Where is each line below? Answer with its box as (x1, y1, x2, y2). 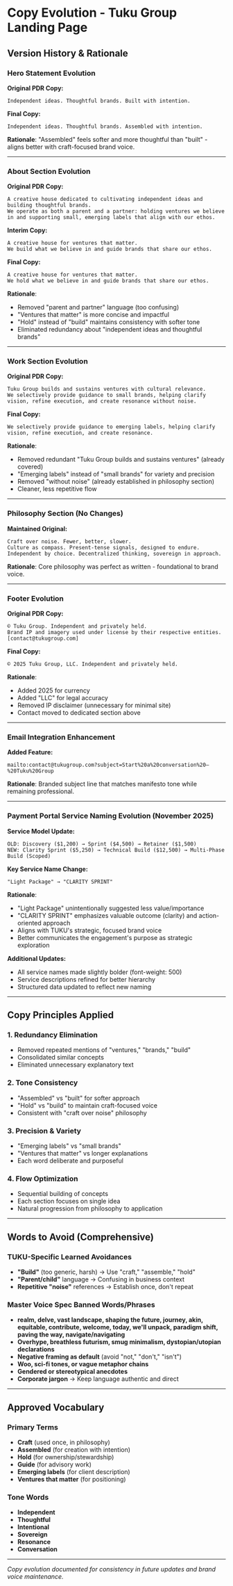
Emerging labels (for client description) (17, 1467, 130, 1475)
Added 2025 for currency (17, 686, 90, 695)
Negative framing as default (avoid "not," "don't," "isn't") (17, 1352, 182, 1361)
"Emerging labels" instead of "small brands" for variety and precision (17, 470, 215, 478)
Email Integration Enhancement (7, 732, 116, 742)
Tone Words (7, 1492, 49, 1502)
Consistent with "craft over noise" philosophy (17, 1108, 147, 1117)
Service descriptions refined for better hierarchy (17, 975, 156, 983)
